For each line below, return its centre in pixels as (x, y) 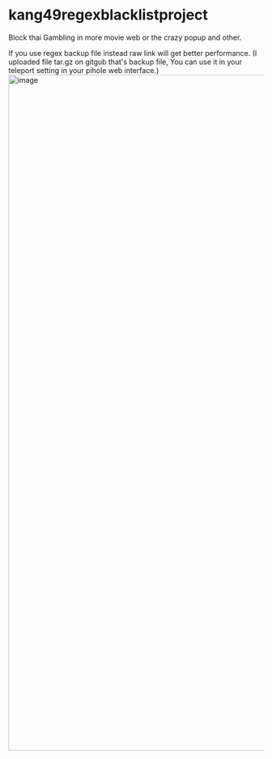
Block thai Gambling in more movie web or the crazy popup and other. (125, 37)
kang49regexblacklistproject (108, 15)
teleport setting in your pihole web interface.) (84, 70)
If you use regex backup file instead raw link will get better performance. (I (133, 53)
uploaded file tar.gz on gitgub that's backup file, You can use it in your (125, 62)
